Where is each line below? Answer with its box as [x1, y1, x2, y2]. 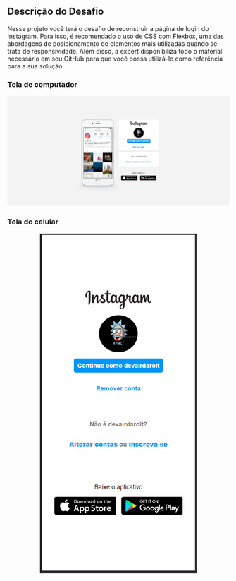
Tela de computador [7, 79, 77, 89]
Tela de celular [7, 217, 58, 227]
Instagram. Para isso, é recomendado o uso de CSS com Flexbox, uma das [7, 32, 224, 40]
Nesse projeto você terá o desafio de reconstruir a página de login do [7, 24, 209, 32]
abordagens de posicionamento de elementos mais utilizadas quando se [7, 39, 218, 48]
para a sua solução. [7, 61, 65, 70]
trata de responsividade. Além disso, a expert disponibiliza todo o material [7, 47, 223, 55]
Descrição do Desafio [7, 6, 104, 18]
